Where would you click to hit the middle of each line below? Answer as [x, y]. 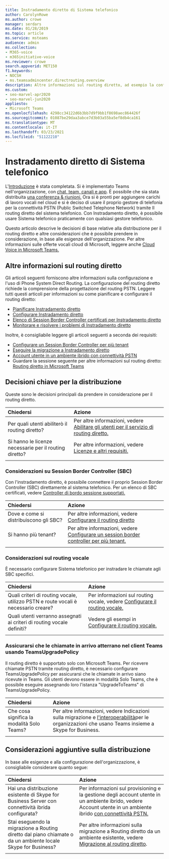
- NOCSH [13, 76]
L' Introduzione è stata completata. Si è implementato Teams [67, 186]
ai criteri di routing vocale [38, 623]
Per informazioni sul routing [120, 595]
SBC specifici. [20, 574]
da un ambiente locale [34, 840]
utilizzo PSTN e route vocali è [42, 601]
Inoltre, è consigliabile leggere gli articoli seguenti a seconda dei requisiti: [81, 335]
